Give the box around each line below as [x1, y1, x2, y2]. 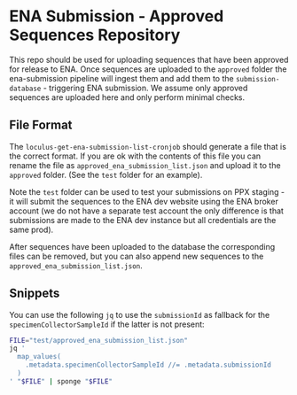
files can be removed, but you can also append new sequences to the [9, 251, 264, 261]
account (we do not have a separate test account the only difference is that [9, 205, 284, 216]
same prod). [9, 224, 54, 235]
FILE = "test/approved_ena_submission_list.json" [9, 336, 189, 345]
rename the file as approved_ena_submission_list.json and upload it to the [9, 159, 281, 170]
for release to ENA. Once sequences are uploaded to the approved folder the [9, 64, 287, 74]
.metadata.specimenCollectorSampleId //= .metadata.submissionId [25, 360, 272, 369]
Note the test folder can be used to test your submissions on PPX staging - [9, 186, 285, 197]
